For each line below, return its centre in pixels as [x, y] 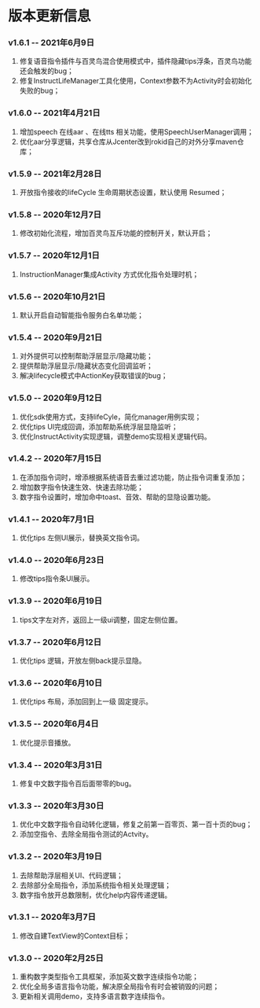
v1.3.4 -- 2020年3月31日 [55, 765]
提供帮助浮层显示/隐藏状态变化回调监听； [86, 366]
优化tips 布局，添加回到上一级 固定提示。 [86, 701]
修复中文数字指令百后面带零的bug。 [77, 783]
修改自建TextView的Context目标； [75, 936]
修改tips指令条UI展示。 [57, 579]
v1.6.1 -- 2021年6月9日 [51, 42]
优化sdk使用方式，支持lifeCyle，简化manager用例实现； [110, 417]
